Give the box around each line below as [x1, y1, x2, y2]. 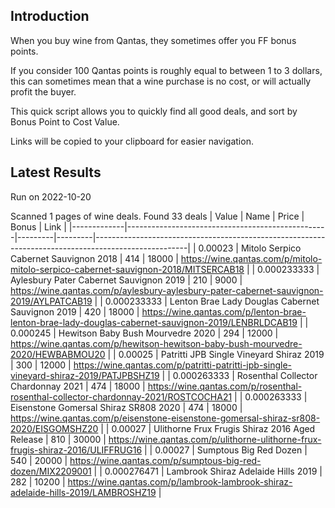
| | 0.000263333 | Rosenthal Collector [161, 369, 318, 381]
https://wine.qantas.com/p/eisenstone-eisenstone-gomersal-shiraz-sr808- [10, 412, 321, 424]
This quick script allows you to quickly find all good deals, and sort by [10, 105, 298, 117]
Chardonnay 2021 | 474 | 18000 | [10, 380, 146, 392]
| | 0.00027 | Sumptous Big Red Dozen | [144, 444, 308, 456]
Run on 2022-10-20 [10, 190, 92, 203]
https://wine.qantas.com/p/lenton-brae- [141, 305, 307, 318]
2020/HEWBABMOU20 [10, 348, 106, 360]
